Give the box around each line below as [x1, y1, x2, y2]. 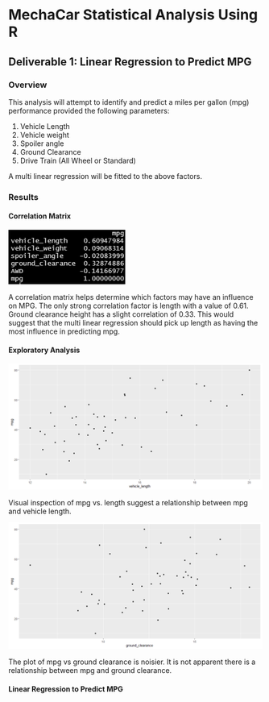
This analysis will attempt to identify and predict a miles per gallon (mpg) [8, 97, 250, 106]
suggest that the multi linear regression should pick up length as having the [8, 318, 259, 327]
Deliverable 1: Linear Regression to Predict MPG [8, 55, 252, 69]
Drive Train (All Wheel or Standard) [19, 156, 137, 165]
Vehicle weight [19, 130, 70, 139]
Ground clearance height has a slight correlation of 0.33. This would [8, 309, 234, 319]
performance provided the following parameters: [8, 106, 170, 115]
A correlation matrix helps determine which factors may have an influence [8, 293, 254, 301]
